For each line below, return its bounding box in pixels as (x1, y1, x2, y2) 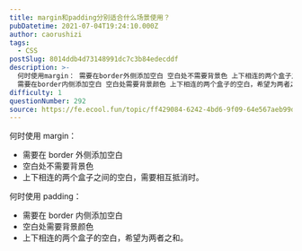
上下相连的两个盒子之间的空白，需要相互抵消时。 (22, 172, 204, 183)
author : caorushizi (9, 30, 83, 39)
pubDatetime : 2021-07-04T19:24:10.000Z (9, 22, 159, 30)
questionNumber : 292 (9, 96, 87, 106)
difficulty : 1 (9, 88, 63, 97)
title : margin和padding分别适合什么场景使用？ (9, 13, 171, 22)
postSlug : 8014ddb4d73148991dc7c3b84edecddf (9, 55, 179, 64)
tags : (9, 38, 30, 48)
